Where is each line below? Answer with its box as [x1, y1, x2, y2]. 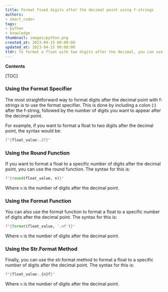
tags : [5, 21, 17, 27]
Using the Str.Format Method [5, 245, 78, 252]
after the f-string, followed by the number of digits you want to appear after [5, 107, 161, 113]
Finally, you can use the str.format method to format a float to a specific [5, 257, 153, 263]
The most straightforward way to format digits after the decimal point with [5, 96, 158, 103]
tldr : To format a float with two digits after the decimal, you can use [5, 49, 163, 54]
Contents [5, 63, 25, 69]
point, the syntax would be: [5, 127, 62, 133]
